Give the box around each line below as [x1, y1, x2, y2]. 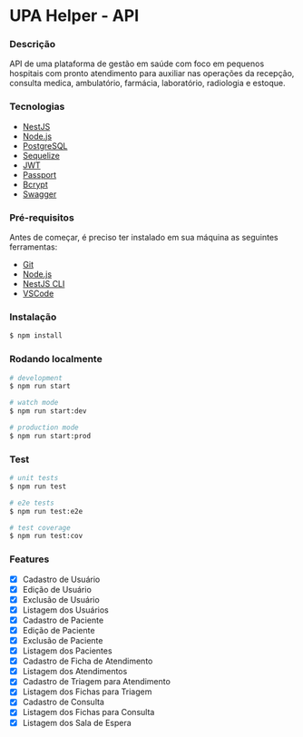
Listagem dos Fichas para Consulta [22, 707, 155, 718]
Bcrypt [22, 179, 48, 190]
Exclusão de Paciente [22, 635, 103, 646]
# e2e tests [9, 498, 54, 507]
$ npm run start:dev [9, 407, 88, 416]
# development [9, 373, 64, 382]
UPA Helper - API [9, 5, 140, 26]
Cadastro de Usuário [22, 574, 101, 585]
